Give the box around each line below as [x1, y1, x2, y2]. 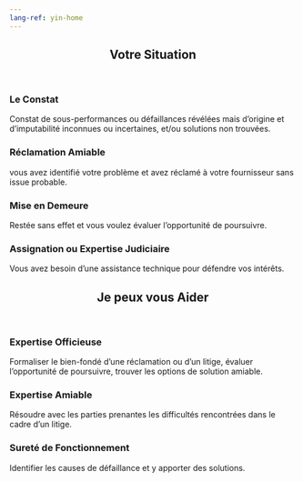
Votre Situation [108, 47, 197, 63]
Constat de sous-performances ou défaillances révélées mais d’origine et [9, 114, 285, 125]
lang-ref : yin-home [9, 13, 84, 23]
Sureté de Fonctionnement [9, 442, 130, 455]
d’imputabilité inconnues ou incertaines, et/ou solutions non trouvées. [9, 124, 271, 135]
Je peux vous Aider [96, 289, 209, 305]
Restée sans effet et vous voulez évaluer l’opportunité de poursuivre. [9, 219, 268, 230]
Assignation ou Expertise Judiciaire [9, 242, 170, 255]
